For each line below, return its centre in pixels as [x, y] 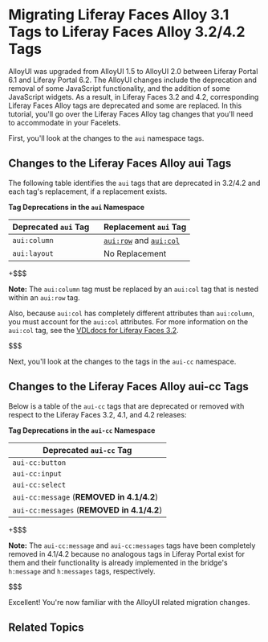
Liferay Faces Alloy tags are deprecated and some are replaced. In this [125, 105]
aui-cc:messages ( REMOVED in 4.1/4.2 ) [87, 510]
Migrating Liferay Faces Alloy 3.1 [119, 15]
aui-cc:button [39, 463]
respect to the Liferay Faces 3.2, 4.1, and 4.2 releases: [97, 414]
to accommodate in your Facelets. [65, 122]
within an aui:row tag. [44, 297]
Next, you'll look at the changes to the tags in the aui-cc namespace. [122, 361]
